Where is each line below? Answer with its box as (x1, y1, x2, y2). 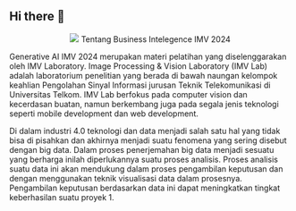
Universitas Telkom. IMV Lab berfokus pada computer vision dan (9, 89, 248, 99)
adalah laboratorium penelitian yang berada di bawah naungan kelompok (9, 70, 278, 80)
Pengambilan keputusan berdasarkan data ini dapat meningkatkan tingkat (9, 182, 281, 193)
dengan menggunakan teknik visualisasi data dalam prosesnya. (9, 173, 243, 183)
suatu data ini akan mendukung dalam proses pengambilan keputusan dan (9, 163, 283, 174)
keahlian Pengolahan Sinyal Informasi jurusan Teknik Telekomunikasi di (9, 80, 271, 90)
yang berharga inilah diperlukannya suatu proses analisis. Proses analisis (9, 154, 279, 165)
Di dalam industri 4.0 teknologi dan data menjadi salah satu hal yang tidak (9, 125, 281, 136)
